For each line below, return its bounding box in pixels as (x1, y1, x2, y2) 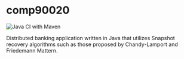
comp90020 (6, 4, 70, 17)
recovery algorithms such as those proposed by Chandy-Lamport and (6, 41, 178, 48)
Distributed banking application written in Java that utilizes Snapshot (6, 34, 175, 41)
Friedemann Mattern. (6, 47, 58, 54)
